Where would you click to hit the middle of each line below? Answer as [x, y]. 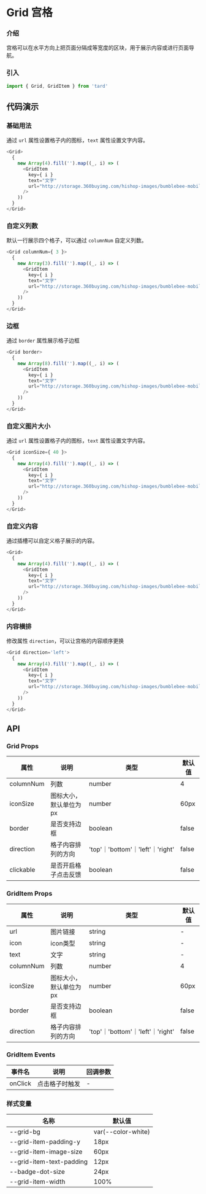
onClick [21, 1083]
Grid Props [23, 746]
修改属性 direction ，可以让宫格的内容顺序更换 [65, 641]
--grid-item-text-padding [48, 1162]
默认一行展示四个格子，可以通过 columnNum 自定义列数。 [77, 241]
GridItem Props [29, 894]
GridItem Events [31, 1055]
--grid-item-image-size [46, 1152]
